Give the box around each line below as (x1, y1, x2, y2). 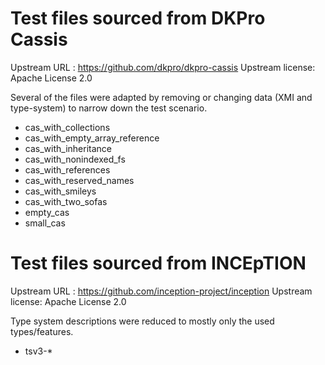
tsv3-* (24, 345, 53, 357)
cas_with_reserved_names (24, 174, 135, 186)
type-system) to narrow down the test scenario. (10, 102, 208, 114)
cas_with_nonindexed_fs (24, 153, 126, 165)
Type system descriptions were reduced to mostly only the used (10, 315, 275, 327)
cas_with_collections (24, 121, 111, 133)
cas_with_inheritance (24, 142, 112, 154)
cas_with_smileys (24, 185, 97, 197)
